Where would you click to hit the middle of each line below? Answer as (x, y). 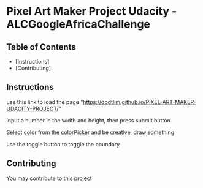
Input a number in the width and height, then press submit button (88, 120)
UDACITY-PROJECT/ (33, 108)
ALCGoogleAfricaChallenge (79, 24)
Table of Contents (41, 47)
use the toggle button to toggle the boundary (63, 144)
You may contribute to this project (49, 178)
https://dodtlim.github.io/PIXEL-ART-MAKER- (140, 102)
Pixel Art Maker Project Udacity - (92, 11)
